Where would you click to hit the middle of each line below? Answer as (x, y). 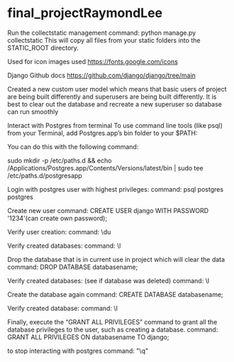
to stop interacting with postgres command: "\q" (78, 351)
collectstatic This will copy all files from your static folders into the (104, 40)
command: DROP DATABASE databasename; (73, 267)
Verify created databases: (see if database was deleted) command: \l (108, 280)
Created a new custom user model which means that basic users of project (117, 89)
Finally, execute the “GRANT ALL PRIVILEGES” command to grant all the (112, 322)
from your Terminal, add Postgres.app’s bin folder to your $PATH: (102, 133)
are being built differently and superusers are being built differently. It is (112, 97)
